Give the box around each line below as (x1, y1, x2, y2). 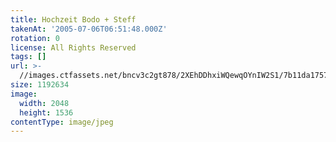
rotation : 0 (10, 33, 60, 43)
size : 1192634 (10, 80, 70, 90)
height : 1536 (19, 107, 74, 118)
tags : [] (10, 52, 47, 62)
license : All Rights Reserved (10, 42, 137, 53)
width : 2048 (19, 98, 70, 108)
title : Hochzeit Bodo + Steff (10, 14, 137, 25)
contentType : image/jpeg (10, 117, 114, 127)
